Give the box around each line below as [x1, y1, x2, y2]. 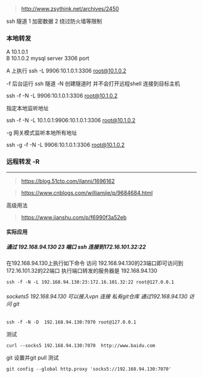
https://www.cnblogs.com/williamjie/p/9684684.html [21, 189, 153, 196]
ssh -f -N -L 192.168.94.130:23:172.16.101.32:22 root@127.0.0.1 [6, 279, 174, 285]
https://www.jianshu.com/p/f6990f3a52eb [21, 213, 127, 221]
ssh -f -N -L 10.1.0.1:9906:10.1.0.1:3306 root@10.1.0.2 [6, 117, 136, 124]
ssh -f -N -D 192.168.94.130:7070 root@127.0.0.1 [6, 319, 137, 325]
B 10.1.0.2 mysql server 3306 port [6, 54, 89, 62]
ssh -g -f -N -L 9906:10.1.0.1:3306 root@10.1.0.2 [6, 142, 125, 149]
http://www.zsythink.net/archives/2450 [21, 5, 120, 12]
